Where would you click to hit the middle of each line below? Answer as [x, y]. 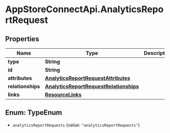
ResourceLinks [63, 95]
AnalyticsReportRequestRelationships [92, 86]
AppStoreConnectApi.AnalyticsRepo [84, 9]
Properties [22, 39]
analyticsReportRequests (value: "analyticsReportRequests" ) [76, 125]
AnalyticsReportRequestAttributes [88, 78]
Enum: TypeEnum [34, 113]
